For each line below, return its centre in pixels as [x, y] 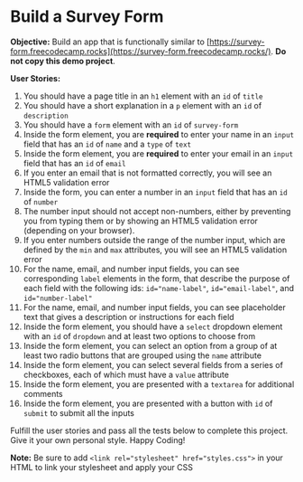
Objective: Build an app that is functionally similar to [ [110, 42]
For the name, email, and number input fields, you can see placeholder [155, 307]
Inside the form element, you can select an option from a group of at [150, 345]
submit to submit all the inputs [78, 412]
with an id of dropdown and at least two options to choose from [139, 336]
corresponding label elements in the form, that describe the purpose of [156, 279]
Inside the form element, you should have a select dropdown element [153, 326]
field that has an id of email [74, 163]
